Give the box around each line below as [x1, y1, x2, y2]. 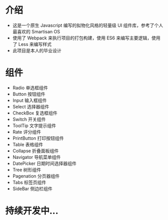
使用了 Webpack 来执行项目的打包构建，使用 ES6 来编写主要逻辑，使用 [12, 35, 160, 41]
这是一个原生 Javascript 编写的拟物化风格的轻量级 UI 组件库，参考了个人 [12, 22, 163, 28]
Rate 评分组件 [12, 129, 41, 135]
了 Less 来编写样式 [12, 41, 52, 47]
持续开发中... [5, 205, 59, 217]
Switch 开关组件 [12, 116, 46, 122]
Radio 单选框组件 [12, 84, 48, 91]
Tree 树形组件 [12, 167, 41, 173]
